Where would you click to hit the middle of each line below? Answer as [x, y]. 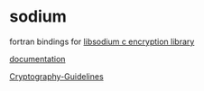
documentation [37, 59]
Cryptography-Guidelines [56, 76]
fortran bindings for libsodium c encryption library [102, 41]
